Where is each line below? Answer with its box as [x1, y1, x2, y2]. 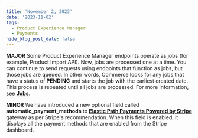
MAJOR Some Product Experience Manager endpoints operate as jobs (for [6, 52, 189, 59]
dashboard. [6, 126, 34, 133]
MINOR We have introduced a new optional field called [6, 101, 139, 108]
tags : [6, 19, 20, 25]
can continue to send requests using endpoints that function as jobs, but [6, 65, 183, 71]
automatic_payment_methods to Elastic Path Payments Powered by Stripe [6, 107, 192, 114]
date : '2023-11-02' [6, 14, 54, 20]
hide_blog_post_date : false [6, 36, 76, 42]
